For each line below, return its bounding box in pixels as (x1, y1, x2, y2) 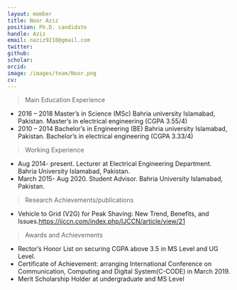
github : (7, 50, 31, 57)
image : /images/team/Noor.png (7, 69, 97, 77)
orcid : (7, 63, 27, 70)
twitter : (7, 43, 33, 50)
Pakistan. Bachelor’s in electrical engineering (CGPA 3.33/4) (17, 132, 194, 140)
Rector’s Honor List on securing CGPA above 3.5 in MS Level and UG (17, 245, 219, 253)
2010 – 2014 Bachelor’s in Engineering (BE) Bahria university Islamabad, (17, 125, 228, 133)
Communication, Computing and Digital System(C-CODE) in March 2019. (17, 267, 231, 276)
